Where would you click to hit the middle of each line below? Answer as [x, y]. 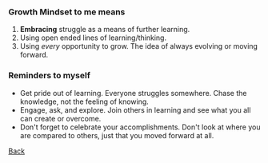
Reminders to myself [49, 76]
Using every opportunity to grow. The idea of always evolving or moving [139, 46]
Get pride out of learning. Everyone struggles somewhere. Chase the [133, 93]
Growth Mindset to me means [67, 12]
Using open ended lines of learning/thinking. [93, 38]
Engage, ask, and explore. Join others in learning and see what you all [135, 109]
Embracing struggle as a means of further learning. [105, 30]
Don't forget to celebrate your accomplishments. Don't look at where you [140, 127]
